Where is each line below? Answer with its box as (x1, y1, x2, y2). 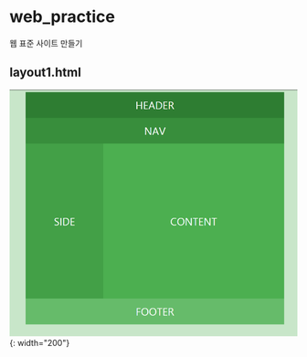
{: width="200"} (9, 338, 70, 349)
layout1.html (9, 65, 82, 80)
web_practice (9, 6, 116, 27)
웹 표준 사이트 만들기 (9, 37, 83, 48)
